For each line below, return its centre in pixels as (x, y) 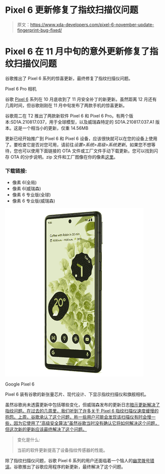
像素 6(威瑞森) (27, 189)
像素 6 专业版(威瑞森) (34, 201)
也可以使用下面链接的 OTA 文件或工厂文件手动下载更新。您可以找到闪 (88, 151)
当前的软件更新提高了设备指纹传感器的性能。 (62, 450)
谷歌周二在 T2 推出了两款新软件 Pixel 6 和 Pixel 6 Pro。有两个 (67, 115)
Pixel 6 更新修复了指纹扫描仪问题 (72, 10)
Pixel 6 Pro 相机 (21, 88)
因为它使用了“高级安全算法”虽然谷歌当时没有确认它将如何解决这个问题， (86, 423)
